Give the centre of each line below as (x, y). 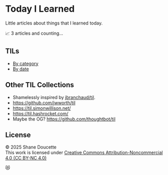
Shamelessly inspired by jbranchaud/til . (54, 97)
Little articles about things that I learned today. (54, 23)
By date (21, 69)
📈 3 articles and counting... (34, 33)
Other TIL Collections (40, 85)
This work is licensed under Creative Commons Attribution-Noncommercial (84, 153)
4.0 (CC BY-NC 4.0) (26, 158)
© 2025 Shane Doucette (31, 147)
